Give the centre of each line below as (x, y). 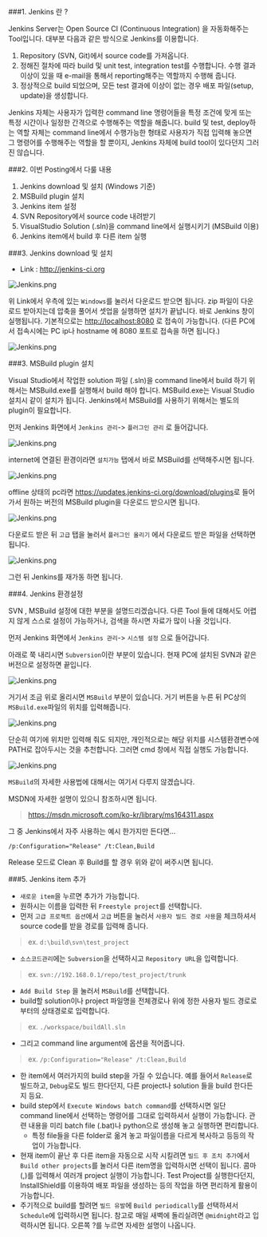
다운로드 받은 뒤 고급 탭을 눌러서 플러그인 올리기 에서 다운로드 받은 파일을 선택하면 (132, 534)
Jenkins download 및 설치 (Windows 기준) (88, 186)
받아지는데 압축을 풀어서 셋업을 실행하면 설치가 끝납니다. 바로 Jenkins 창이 (139, 311)
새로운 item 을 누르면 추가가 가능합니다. (79, 896)
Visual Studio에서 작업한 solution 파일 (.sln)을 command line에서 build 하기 (128, 380)
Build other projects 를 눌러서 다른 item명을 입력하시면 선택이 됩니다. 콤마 (138, 1165)
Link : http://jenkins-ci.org (62, 269)
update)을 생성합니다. (54, 95)
